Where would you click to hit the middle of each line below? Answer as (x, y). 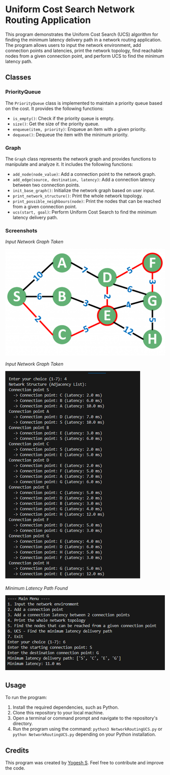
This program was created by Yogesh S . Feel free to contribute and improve (84, 763)
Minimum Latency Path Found (37, 588)
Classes (18, 77)
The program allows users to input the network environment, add (73, 45)
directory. (23, 724)
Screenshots (21, 230)
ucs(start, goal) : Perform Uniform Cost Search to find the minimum (84, 212)
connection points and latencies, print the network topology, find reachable (84, 50)
